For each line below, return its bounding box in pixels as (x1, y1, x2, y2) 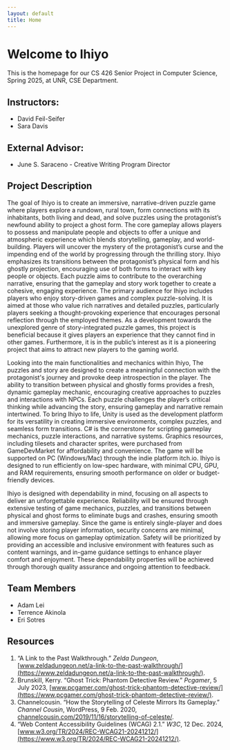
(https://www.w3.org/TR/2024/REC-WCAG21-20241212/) (17, 734, 180, 742)
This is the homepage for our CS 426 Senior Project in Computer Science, (7, 69, 218, 77)
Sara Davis (17, 122, 48, 130)
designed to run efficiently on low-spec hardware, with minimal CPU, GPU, (7, 461, 219, 469)
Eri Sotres (17, 615, 46, 624)
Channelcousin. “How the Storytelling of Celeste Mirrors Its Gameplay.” (17, 698, 220, 706)
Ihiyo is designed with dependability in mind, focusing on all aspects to (7, 489, 209, 497)
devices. (30, 475, 55, 484)
